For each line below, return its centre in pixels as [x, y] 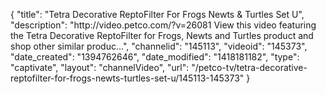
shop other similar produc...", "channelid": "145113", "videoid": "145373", [159, 46]
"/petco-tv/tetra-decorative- [249, 67]
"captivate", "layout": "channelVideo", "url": [100, 67]
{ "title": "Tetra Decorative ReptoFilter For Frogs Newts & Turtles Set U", [157, 14]
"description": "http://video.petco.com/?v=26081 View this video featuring [163, 25]
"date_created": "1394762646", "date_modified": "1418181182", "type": [155, 57]
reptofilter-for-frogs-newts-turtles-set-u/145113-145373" [127, 78]
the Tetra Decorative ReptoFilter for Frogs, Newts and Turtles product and [162, 35]
